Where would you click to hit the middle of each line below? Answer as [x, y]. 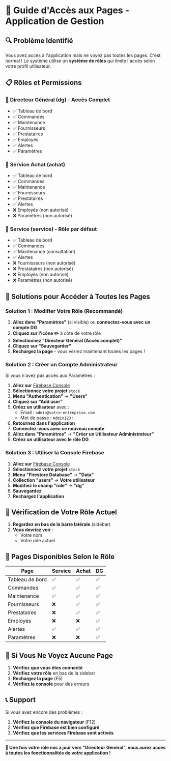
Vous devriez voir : [33, 530]
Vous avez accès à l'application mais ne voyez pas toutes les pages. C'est [83, 55]
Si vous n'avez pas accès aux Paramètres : [50, 375]
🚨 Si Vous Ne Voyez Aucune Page [59, 655]
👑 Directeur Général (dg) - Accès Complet [58, 100]
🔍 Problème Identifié [39, 40]
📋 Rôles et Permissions [44, 83]
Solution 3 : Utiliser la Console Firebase [55, 453]
